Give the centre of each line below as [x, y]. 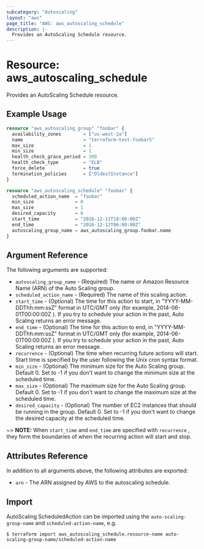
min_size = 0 [48, 202]
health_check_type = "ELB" [57, 163]
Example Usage [37, 114]
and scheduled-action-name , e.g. [76, 523]
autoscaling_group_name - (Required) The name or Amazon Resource [102, 282]
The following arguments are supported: [57, 270]
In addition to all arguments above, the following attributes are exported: [97, 471]
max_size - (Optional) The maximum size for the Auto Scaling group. [101, 386]
